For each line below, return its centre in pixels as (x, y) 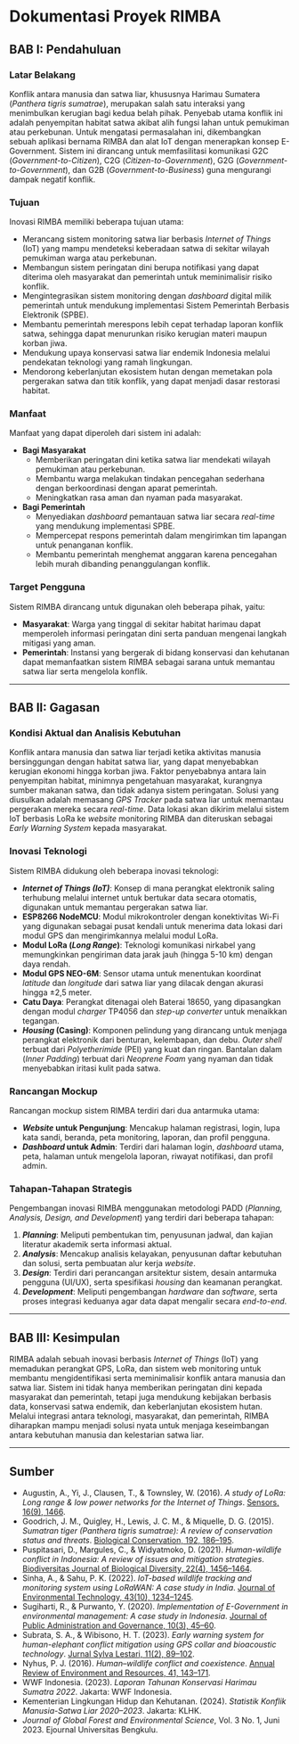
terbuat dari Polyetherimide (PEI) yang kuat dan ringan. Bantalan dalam (152, 1049)
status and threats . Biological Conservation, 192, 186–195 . (128, 1540)
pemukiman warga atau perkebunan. (89, 258)
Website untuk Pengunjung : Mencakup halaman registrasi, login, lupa (151, 1128)
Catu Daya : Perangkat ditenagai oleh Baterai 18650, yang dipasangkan (152, 1001)
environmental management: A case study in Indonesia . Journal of (145, 1616)
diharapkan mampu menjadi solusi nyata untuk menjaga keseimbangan (139, 1426)
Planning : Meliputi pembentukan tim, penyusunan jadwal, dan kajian (147, 1235)
